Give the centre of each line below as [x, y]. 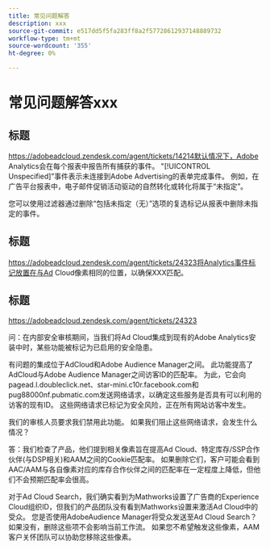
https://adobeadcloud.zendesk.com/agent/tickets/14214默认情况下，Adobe [134, 156]
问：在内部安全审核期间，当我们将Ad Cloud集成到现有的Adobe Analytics [129, 337]
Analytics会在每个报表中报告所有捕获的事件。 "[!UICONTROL [110, 166]
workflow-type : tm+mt [45, 38]
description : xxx [37, 23]
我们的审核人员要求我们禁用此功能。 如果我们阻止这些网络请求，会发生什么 [133, 421]
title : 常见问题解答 [39, 16]
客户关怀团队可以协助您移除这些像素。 [72, 537]
